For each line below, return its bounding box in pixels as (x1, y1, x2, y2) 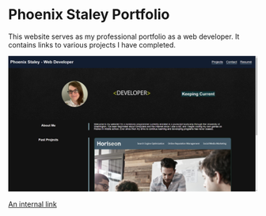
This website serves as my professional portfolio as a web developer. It (8, 32, 240, 41)
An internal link (8, 199, 57, 209)
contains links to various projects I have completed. (8, 40, 177, 49)
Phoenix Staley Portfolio (8, 6, 170, 24)
